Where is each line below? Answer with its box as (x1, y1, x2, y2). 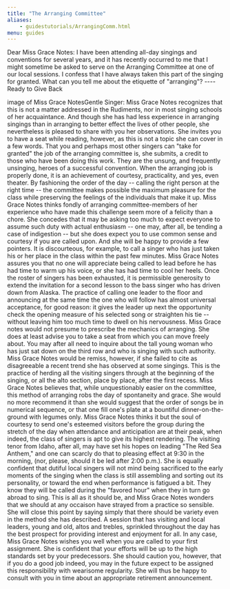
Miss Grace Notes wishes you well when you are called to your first (7, 537, 198, 546)
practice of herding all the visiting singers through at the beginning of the (7, 369, 215, 378)
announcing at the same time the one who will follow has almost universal (7, 296, 216, 304)
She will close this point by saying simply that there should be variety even (7, 508, 219, 517)
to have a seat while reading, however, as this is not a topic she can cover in (7, 135, 223, 143)
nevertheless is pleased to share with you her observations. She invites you (7, 127, 222, 136)
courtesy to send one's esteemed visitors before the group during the (7, 420, 205, 428)
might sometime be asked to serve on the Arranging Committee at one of (7, 63, 215, 71)
